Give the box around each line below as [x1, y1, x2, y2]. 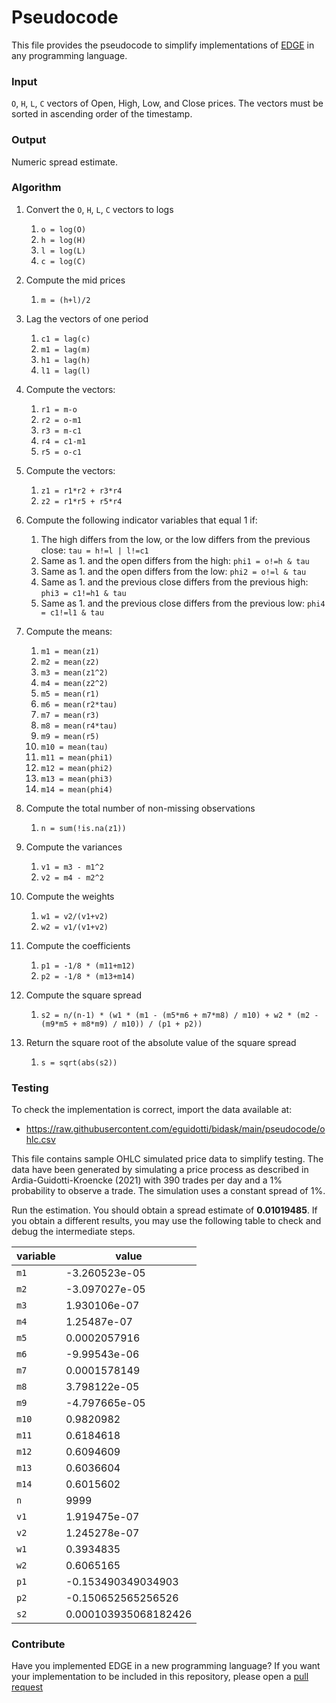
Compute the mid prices [25, 274, 126, 286]
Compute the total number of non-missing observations [25, 802, 256, 814]
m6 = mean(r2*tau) [40, 699, 118, 710]
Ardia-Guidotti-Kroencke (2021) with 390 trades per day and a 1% [11, 1174, 283, 1186]
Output [11, 133, 47, 147]
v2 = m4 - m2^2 [40, 872, 104, 883]
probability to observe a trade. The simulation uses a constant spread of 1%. [11, 1185, 326, 1197]
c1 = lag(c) [40, 334, 91, 344]
